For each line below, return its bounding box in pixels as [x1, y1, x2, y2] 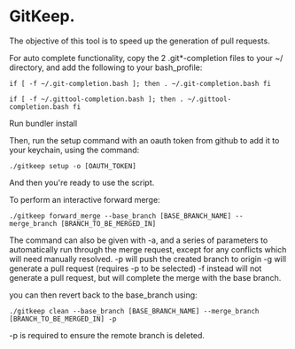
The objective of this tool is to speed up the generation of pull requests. [9, 35, 270, 46]
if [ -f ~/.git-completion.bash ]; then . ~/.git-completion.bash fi [9, 79, 272, 88]
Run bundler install [9, 118, 78, 128]
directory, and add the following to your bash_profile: [9, 62, 203, 73]
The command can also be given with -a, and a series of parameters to [9, 235, 268, 245]
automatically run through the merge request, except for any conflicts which [9, 244, 287, 254]
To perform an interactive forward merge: [9, 194, 161, 205]
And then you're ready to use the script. [9, 177, 155, 188]
